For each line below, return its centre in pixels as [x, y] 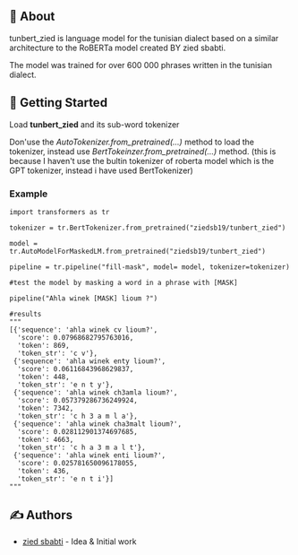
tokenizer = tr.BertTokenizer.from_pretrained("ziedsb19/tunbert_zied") [148, 228]
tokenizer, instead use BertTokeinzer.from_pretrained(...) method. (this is [143, 151]
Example [29, 194]
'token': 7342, [46, 408]
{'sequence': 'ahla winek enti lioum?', [89, 455]
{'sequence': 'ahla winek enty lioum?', [89, 361]
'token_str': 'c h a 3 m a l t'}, [81, 447]
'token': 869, [43, 345]
